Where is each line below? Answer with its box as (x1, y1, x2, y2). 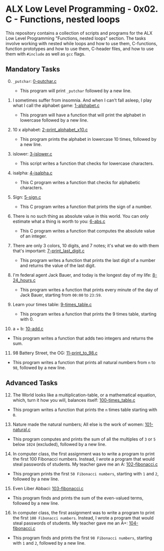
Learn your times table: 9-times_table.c (12, 301, 92, 307)
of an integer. (20, 233, 47, 239)
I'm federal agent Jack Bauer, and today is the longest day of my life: (12, 272, 151, 278)
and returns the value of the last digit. (20, 262, 96, 268)
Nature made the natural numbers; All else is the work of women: (12, 421, 144, 427)
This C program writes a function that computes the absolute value (20, 228, 155, 234)
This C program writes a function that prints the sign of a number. (20, 204, 152, 210)
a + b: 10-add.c (12, 325, 44, 332)
